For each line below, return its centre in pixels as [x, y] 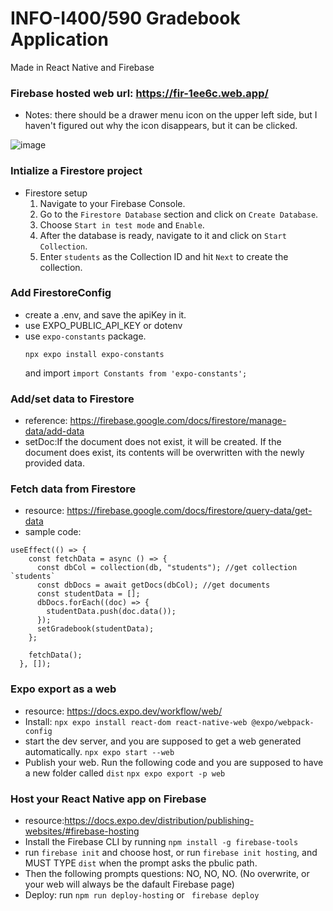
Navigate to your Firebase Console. [112, 203]
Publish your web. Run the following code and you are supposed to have [174, 762]
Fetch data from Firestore [73, 489]
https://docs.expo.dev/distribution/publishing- [159, 821]
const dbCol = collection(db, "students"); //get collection [167, 568]
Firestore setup [56, 193]
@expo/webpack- [283, 722]
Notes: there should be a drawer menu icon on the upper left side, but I [171, 115]
